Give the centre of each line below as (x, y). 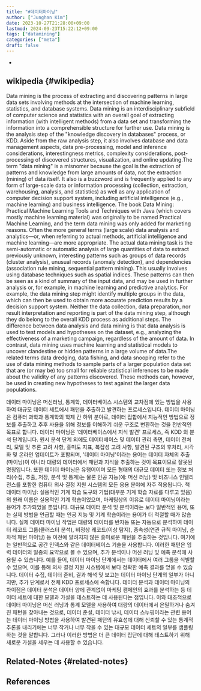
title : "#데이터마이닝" (32, 12)
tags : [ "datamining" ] (33, 34)
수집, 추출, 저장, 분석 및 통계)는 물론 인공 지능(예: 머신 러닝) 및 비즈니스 (95, 477)
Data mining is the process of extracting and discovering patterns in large (97, 96)
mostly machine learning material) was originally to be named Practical (94, 217)
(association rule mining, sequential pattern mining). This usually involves (97, 268)
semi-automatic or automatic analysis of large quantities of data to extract (97, 249)
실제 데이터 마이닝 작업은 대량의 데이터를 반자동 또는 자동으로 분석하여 (100, 522)
